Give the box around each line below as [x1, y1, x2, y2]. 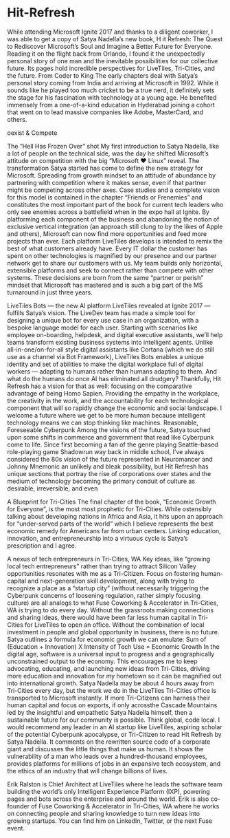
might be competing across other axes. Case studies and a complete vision [7, 186, 220, 194]
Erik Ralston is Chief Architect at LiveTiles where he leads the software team [7, 780, 222, 788]
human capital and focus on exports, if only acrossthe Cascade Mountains [7, 700, 218, 709]
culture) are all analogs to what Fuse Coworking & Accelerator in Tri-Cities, [7, 599, 218, 607]
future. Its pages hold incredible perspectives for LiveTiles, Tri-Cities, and [7, 64, 215, 72]
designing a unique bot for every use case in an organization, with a [7, 316, 199, 324]
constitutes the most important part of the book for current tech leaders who [7, 200, 224, 208]
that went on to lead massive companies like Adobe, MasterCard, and [7, 108, 204, 116]
